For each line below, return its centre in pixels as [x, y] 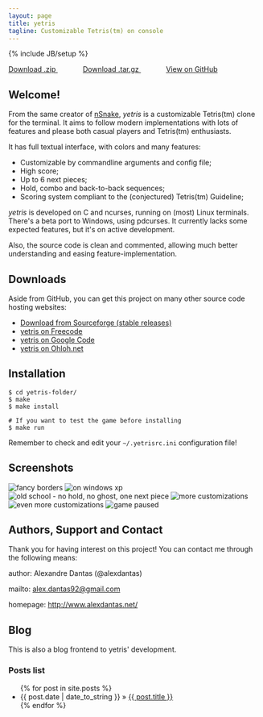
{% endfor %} [43, 705]
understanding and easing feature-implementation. [92, 254]
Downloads [37, 279]
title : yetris [32, 23]
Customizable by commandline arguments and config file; [115, 163]
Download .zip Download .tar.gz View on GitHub [113, 69]
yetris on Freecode [51, 331]
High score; [39, 171]
